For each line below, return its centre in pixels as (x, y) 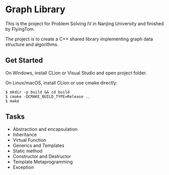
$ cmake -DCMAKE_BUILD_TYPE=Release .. (48, 96)
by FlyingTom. (20, 29)
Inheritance (25, 135)
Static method (27, 151)
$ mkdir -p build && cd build (38, 92)
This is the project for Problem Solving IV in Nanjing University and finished (84, 24)
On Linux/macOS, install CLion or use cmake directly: (61, 82)
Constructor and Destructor (42, 156)
